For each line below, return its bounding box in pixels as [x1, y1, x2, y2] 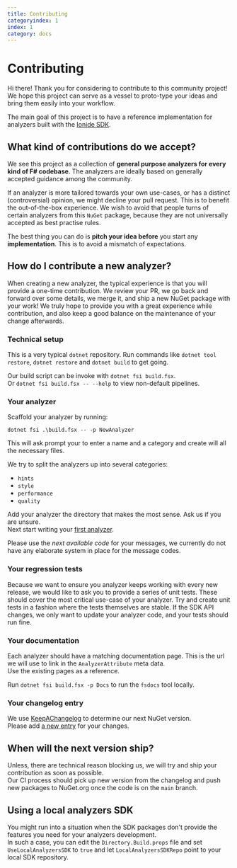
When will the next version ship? [7, 742, 154, 754]
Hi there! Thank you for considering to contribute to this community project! [7, 84, 228, 93]
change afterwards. [7, 316, 65, 325]
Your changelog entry [7, 698, 83, 708]
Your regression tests [7, 564, 83, 574]
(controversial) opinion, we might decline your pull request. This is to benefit [7, 196, 230, 204]
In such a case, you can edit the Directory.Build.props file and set [7, 838, 203, 846]
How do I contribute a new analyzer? [7, 260, 172, 273]
